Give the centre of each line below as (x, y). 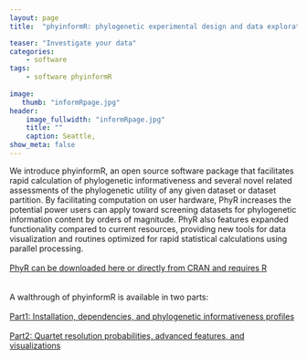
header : (24, 111)
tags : (20, 69)
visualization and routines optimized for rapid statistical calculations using (148, 238)
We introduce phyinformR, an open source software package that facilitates (152, 171)
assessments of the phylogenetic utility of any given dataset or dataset (143, 190)
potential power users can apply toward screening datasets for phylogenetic (153, 209)
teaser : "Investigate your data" (73, 43)
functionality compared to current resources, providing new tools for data (148, 228)
